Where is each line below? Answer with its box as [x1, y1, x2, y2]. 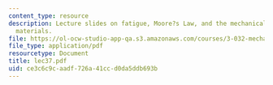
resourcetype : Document [8, 49, 89, 57]
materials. [15, 27, 53, 35]
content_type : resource [8, 11, 89, 20]
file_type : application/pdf [8, 42, 104, 50]
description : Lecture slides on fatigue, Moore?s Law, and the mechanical [8, 19, 267, 28]
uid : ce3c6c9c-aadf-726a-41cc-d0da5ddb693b [8, 65, 158, 73]
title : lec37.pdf [8, 57, 67, 66]
